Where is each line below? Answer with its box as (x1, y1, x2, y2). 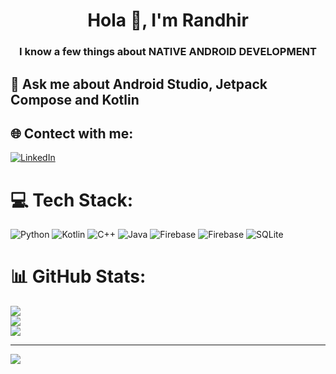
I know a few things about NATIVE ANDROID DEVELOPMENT (18, 45, 318, 59)
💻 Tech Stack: (10, 189, 134, 211)
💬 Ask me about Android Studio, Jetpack (10, 75, 268, 93)
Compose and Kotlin (10, 91, 140, 108)
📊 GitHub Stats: (10, 265, 147, 288)
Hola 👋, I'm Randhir (87, 9, 249, 32)
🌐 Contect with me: (10, 125, 134, 142)
